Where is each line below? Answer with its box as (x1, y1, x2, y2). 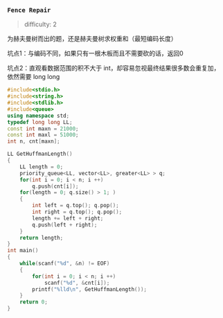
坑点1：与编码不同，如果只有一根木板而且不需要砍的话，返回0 (7, 49, 184, 58)
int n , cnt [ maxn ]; (7, 138, 60, 145)
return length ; (19, 234, 64, 241)
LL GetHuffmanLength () (7, 150, 73, 158)
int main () (7, 247, 39, 254)
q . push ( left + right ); (32, 221, 98, 228)
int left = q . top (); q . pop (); (32, 202, 119, 209)
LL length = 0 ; (19, 163, 64, 170)
